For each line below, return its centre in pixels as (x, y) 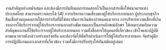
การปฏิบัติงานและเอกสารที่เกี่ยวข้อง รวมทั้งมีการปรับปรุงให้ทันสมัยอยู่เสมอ (64, 42)
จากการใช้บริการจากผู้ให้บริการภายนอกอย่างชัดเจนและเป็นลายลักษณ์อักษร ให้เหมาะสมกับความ (81, 25)
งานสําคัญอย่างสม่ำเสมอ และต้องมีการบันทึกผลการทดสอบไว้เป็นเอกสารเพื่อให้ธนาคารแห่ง (77, 8)
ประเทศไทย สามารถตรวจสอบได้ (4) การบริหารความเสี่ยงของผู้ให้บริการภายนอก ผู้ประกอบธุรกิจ (82, 14)
